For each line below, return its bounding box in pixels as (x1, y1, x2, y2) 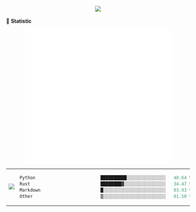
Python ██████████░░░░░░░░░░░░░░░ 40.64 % (19, 175, 192, 181)
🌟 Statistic (6, 18, 32, 25)
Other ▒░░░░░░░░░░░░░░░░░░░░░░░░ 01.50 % (19, 193, 192, 199)
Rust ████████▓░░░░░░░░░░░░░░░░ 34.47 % (19, 181, 192, 187)
